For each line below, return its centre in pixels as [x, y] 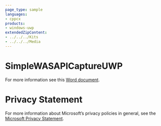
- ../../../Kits [22, 37]
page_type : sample [24, 10]
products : [15, 23]
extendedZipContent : [26, 32]
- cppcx [13, 19]
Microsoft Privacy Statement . [34, 118]
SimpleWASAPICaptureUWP [64, 66]
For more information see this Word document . [52, 80]
